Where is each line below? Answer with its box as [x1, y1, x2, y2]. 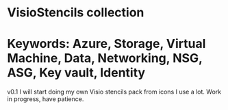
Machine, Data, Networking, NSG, [7, 51, 203, 66]
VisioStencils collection [7, 5, 144, 20]
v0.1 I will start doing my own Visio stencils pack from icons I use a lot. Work [7, 87, 221, 96]
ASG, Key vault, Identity [7, 65, 146, 81]
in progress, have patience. [7, 95, 84, 103]
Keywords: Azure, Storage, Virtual [7, 36, 206, 52]
